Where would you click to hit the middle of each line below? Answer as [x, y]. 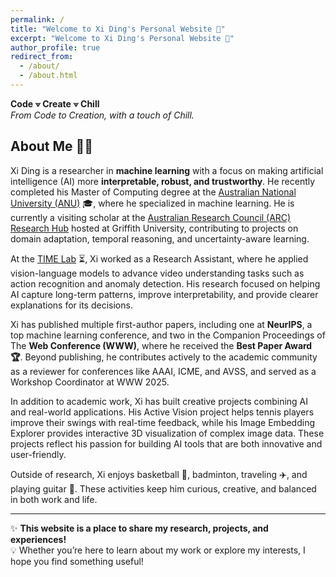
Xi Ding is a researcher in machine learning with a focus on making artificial [167, 170]
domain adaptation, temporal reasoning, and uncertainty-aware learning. [160, 238]
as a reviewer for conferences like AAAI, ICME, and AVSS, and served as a [163, 371]
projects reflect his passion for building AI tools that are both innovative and [166, 443]
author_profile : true [55, 47]
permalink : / [37, 19]
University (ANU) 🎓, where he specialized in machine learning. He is [152, 203]
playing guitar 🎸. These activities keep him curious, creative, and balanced [163, 488]
